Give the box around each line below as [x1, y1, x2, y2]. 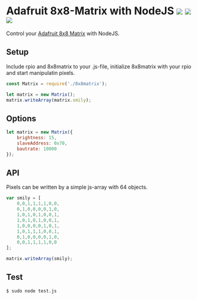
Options [6, 113, 37, 123]
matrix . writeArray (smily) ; [6, 256, 73, 262]
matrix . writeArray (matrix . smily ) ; [6, 97, 92, 103]
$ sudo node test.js [6, 287, 58, 294]
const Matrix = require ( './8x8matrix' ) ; [6, 80, 108, 87]
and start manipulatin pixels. [6, 69, 75, 76]
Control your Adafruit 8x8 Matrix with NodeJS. [6, 30, 120, 37]
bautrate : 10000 [17, 146, 58, 152]
